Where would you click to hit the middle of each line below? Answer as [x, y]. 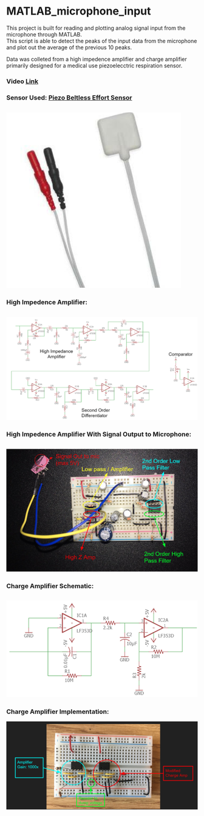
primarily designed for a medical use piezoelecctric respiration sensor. [94, 66]
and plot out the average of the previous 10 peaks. [69, 47]
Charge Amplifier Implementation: [58, 712]
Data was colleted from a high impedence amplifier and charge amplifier [97, 59]
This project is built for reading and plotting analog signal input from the [96, 28]
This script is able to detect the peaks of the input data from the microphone [102, 41]
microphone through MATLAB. [44, 34]
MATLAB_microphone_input [79, 11]
